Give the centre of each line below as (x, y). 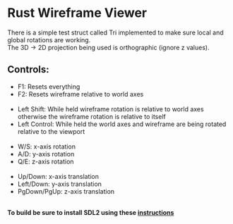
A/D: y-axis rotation (46, 154)
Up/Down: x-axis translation (58, 176)
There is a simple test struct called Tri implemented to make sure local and (115, 32)
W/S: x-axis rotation (47, 147)
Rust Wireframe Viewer (77, 13)
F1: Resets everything (49, 87)
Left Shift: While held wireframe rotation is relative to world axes (110, 109)
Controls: (28, 69)
